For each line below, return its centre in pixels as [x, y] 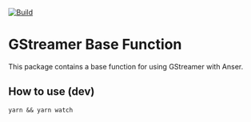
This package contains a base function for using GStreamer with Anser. [126, 66]
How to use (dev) [52, 92]
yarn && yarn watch [41, 110]
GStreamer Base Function [95, 45]
